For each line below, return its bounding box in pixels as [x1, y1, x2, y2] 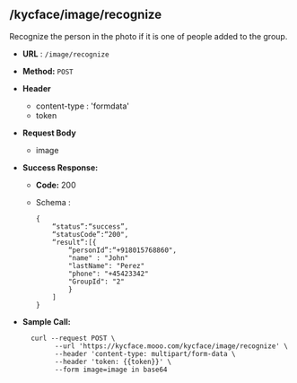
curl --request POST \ [31, 334, 116, 343]
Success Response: [22, 161, 99, 173]
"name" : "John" [67, 253, 129, 263]
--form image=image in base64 [55, 365, 168, 374]
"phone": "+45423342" [67, 269, 150, 278]
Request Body [22, 127, 76, 138]
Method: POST [22, 65, 74, 76]
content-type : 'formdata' [35, 100, 130, 111]
